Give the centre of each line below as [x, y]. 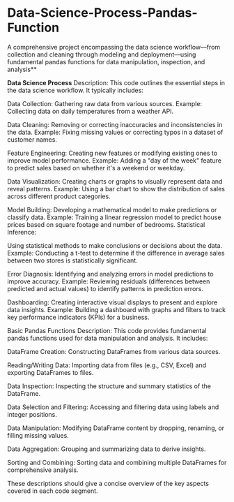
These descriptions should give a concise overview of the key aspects [108, 483]
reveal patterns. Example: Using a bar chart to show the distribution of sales [116, 189]
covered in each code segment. [53, 491]
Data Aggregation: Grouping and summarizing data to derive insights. [107, 449]
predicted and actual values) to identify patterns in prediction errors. [105, 288]
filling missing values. [38, 435]
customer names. [32, 139]
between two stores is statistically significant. [72, 260]
